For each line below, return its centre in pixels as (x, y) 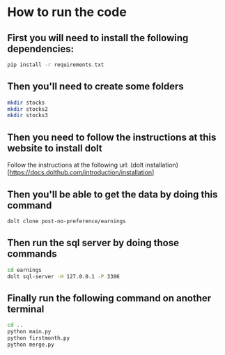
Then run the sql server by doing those (93, 243)
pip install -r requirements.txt (56, 65)
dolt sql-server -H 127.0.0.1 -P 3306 (63, 276)
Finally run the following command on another (109, 298)
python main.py (29, 332)
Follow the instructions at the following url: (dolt (76, 165)
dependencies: (41, 48)
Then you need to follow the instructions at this (112, 137)
